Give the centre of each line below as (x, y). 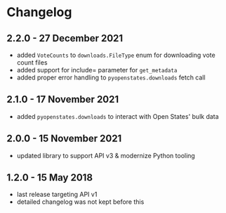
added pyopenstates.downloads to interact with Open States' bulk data (118, 116)
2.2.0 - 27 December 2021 (65, 38)
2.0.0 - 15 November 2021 (64, 139)
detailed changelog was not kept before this (80, 202)
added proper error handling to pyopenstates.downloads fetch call (111, 77)
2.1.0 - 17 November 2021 (63, 99)
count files (32, 63)
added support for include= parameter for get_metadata (97, 70)
